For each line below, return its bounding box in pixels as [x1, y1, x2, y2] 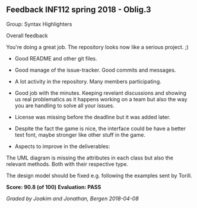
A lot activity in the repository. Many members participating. [14, 78, 161, 85]
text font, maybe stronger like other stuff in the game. [14, 131, 146, 138]
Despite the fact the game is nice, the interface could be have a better [14, 124, 186, 132]
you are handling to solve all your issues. [14, 102, 115, 109]
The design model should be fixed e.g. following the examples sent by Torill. [6, 172, 192, 179]
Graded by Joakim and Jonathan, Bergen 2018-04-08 [6, 195, 139, 202]
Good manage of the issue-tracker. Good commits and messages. [14, 66, 176, 73]
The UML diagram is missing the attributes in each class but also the [6, 154, 174, 161]
